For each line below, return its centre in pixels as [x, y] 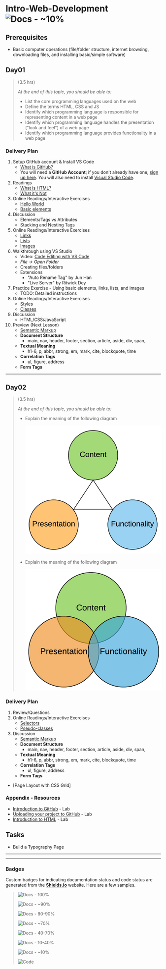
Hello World [32, 204]
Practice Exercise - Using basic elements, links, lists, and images [78, 288]
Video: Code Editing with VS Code [55, 257]
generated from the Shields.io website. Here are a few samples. [71, 885]
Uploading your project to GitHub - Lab [52, 814]
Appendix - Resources [33, 798]
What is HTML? [35, 188]
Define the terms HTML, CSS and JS [62, 107]
